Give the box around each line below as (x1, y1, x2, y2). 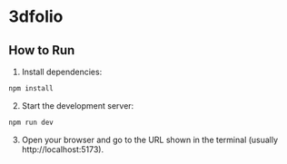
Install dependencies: (21, 66, 103, 77)
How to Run (8, 43, 75, 58)
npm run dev (8, 118, 54, 127)
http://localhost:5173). (21, 143, 104, 155)
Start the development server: (21, 100, 134, 111)
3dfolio (8, 6, 64, 27)
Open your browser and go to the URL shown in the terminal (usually (21, 134, 279, 145)
